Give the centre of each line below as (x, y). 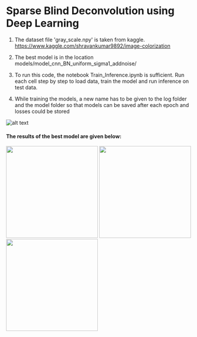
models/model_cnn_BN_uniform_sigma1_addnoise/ (75, 64)
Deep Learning (43, 23)
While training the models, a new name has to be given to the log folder (101, 99)
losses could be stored (42, 111)
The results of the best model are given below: (64, 136)
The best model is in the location (54, 57)
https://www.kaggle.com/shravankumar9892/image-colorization (93, 46)
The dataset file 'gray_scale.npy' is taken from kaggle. (80, 39)
